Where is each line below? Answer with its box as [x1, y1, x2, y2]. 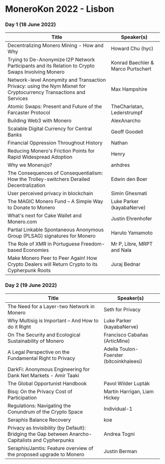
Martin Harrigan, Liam [104, 388, 154, 395]
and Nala [110, 247, 132, 253]
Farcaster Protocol [7, 109, 51, 116]
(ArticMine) [104, 337, 130, 344]
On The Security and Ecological [7, 331, 81, 338]
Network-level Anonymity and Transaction [7, 76, 106, 83]
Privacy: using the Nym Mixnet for [7, 83, 86, 90]
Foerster [104, 352, 123, 358]
